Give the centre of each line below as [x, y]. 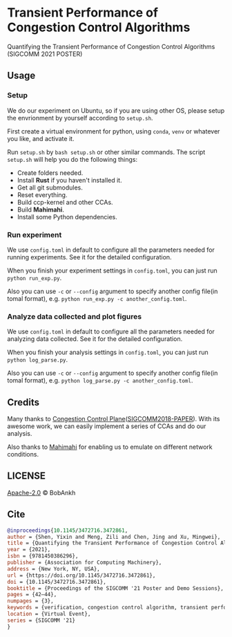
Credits [23, 402]
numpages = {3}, [30, 601]
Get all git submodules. [50, 187]
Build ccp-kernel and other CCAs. [65, 202]
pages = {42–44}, [32, 595]
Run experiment [35, 234]
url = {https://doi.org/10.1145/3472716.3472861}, [81, 575]
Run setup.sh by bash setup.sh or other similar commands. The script [106, 152]
